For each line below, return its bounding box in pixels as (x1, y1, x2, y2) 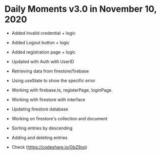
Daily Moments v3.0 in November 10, (4, 3, 157, 15)
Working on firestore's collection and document (11, 115, 108, 121)
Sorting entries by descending (11, 125, 73, 131)
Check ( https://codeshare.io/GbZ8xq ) (11, 144, 87, 150)
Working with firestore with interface (11, 97, 85, 103)
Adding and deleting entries (11, 134, 68, 140)
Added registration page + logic (11, 49, 76, 55)
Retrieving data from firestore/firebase (11, 68, 89, 74)
